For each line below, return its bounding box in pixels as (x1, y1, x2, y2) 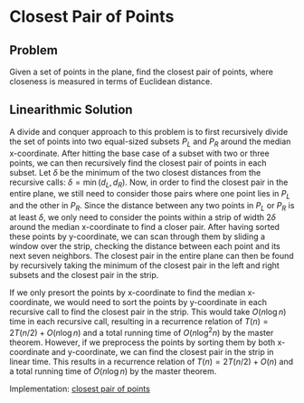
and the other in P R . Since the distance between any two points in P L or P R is (9, 200, 295, 213)
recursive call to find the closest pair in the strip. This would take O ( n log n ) (9, 306, 287, 317)
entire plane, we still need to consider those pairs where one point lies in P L (9, 188, 291, 201)
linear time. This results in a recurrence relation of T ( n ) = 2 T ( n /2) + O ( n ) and (9, 356, 294, 367)
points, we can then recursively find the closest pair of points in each (9, 157, 267, 168)
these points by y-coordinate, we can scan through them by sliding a (9, 231, 265, 242)
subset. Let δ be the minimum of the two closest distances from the (9, 167, 261, 178)
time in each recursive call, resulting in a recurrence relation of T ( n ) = (9, 316, 269, 327)
